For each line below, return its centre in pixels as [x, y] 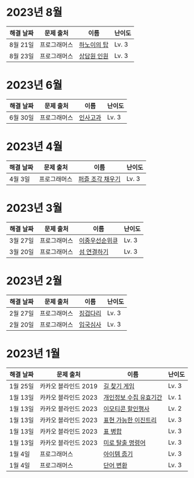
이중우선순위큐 [99, 240]
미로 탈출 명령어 [124, 442]
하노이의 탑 [94, 45]
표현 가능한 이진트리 [130, 420]
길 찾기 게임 [119, 386]
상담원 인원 [94, 56]
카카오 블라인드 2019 [69, 386]
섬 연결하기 [94, 252]
